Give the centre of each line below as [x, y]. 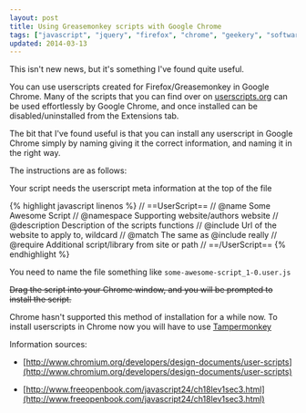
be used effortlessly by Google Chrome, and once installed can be [133, 107]
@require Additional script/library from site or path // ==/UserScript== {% [148, 245]
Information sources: [49, 345]
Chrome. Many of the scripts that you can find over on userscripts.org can [149, 97]
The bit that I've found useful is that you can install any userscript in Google [151, 134]
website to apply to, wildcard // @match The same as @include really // [143, 235]
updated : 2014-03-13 [49, 43]
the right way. [35, 153]
